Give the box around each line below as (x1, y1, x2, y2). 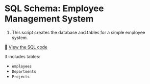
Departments (11, 69, 36, 74)
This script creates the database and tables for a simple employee (11, 29, 146, 35)
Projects (11, 74, 30, 79)
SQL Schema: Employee (4, 3, 104, 14)
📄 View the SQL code (4, 44, 48, 50)
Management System (4, 13, 94, 24)
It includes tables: (4, 53, 40, 59)
